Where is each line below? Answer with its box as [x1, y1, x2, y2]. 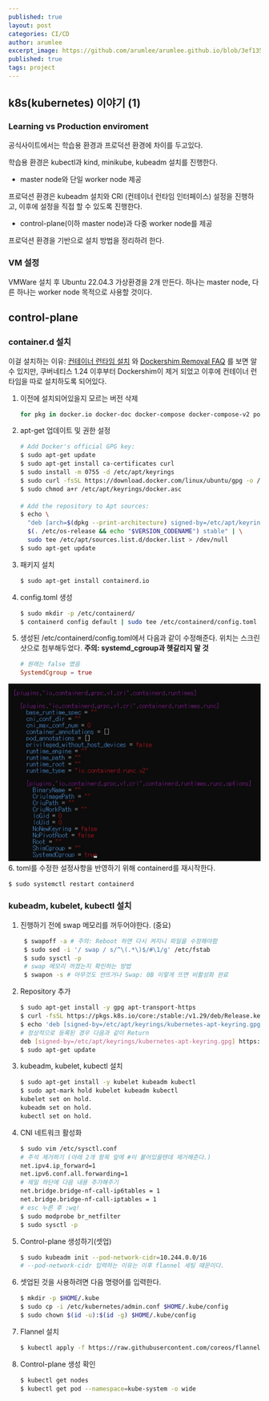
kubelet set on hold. [19, 1095, 92, 1103]
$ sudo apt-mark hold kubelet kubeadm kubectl [19, 1087, 179, 1095]
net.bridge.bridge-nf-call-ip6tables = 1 [19, 1187, 160, 1195]
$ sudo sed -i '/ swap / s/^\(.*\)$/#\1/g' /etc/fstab [23, 945, 211, 954]
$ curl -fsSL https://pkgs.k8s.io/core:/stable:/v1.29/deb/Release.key [19, 1012, 264, 1020]
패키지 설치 [19, 560, 55, 569]
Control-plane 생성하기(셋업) [19, 1236, 112, 1246]
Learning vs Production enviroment [8, 121, 149, 132]
